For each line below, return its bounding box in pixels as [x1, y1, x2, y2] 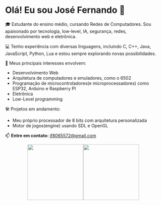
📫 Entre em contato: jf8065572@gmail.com [5, 132, 97, 138]
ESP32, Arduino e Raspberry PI [12, 85, 76, 91]
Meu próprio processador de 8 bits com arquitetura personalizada [12, 117, 147, 123]
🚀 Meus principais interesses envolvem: [5, 60, 87, 66]
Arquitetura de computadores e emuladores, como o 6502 [12, 75, 131, 81]
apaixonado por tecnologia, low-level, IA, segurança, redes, [5, 28, 127, 34]
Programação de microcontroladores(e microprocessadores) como [12, 80, 150, 86]
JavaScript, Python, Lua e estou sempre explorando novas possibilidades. [5, 51, 156, 56]
